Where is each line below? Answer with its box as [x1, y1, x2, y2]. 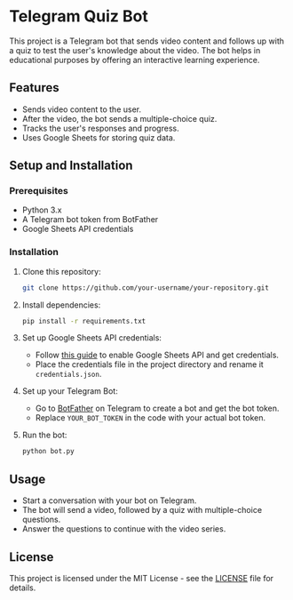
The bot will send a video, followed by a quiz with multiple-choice [21, 505, 263, 516]
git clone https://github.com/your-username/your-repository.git [21, 283, 269, 292]
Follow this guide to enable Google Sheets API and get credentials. [35, 349, 280, 361]
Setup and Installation [9, 158, 133, 173]
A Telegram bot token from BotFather [21, 214, 159, 225]
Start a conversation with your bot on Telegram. [21, 495, 197, 506]
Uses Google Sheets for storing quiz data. [21, 132, 176, 143]
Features [9, 80, 59, 95]
